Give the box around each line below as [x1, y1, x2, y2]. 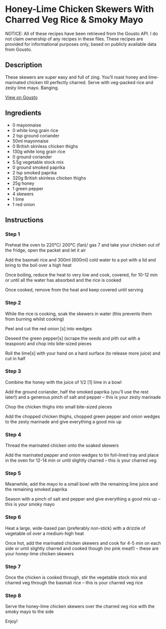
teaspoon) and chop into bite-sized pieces [5, 340, 92, 347]
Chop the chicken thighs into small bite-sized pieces [5, 403, 112, 409]
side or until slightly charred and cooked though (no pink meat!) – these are [5, 545, 159, 551]
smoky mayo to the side [5, 609, 54, 615]
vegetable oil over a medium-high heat [5, 530, 84, 536]
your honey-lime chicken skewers [5, 550, 74, 556]
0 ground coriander [12, 153, 52, 160]
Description [5, 61, 42, 69]
